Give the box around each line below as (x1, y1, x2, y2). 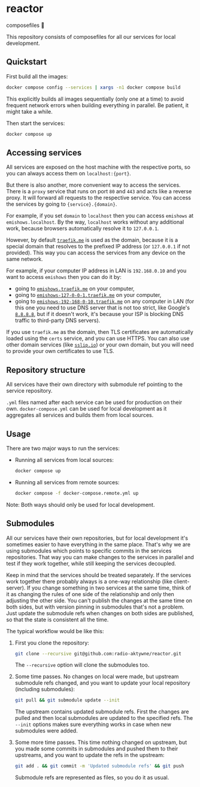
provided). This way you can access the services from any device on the (6, 249, 186, 256)
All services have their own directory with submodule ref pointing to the (6, 381, 183, 388)
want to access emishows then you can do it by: (6, 274, 122, 281)
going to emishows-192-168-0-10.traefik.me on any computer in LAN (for (14, 298, 195, 305)
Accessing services (6, 147, 82, 157)
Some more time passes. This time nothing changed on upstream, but (14, 739, 187, 746)
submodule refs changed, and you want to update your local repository (14, 679, 190, 686)
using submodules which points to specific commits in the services (6, 547, 172, 554)
